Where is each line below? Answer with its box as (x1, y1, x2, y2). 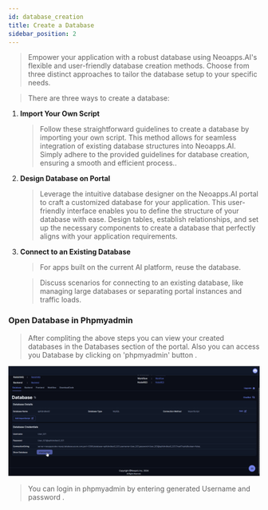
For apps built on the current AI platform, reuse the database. (39, 263, 242, 272)
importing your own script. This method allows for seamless (39, 132, 237, 143)
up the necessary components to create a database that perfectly (39, 223, 256, 233)
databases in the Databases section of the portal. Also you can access (27, 342, 260, 351)
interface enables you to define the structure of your (66, 206, 239, 215)
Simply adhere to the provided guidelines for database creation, (39, 150, 250, 160)
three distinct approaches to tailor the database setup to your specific (27, 69, 258, 79)
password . (27, 492, 65, 502)
